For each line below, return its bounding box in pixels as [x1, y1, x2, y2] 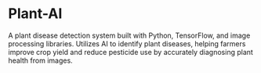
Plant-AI [8, 5, 63, 23]
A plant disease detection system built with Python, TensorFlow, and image [8, 31, 251, 40]
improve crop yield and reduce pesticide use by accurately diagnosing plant [8, 47, 253, 57]
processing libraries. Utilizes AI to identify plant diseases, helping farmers [8, 38, 246, 48]
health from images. [8, 56, 73, 65]
